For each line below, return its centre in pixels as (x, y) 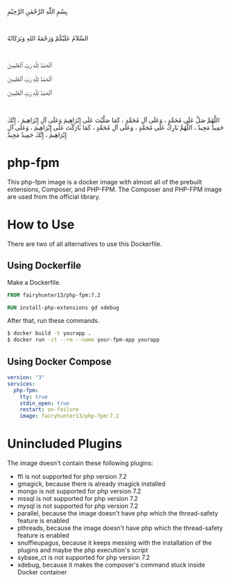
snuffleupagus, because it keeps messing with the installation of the (114, 543)
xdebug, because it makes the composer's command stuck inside (111, 565)
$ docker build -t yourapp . (49, 333)
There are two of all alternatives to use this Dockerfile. (85, 244)
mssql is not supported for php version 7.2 (78, 499)
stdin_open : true (45, 403)
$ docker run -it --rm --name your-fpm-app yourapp (83, 340)
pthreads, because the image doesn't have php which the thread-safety (120, 528)
